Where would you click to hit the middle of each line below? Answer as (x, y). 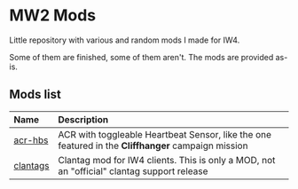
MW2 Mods (52, 16)
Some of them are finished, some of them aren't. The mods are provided (141, 57)
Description (83, 119)
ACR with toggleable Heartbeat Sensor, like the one (165, 134)
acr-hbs (31, 140)
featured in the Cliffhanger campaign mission (153, 146)
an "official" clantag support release (133, 171)
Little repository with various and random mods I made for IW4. (125, 40)
